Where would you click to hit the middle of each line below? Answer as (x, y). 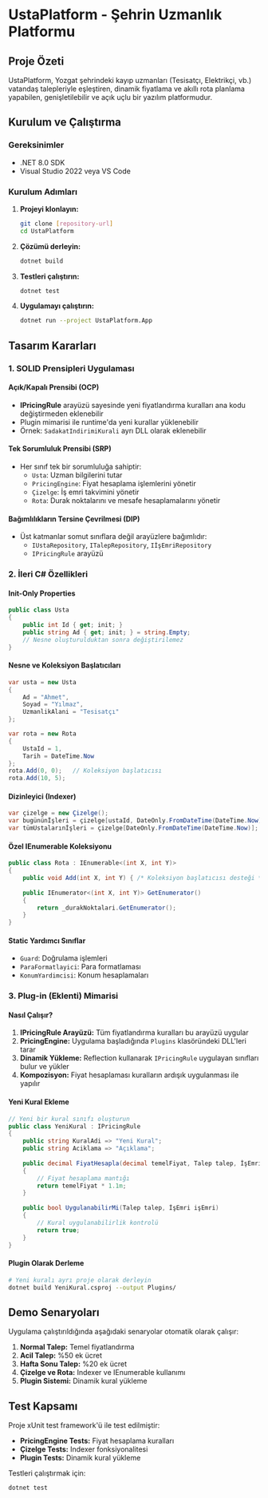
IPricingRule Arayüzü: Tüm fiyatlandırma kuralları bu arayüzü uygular (134, 1032)
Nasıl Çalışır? (31, 1015)
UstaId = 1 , (42, 748)
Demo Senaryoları (54, 1312)
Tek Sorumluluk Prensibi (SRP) (60, 449)
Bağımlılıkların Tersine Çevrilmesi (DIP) (74, 519)
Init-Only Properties (42, 593)
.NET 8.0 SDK (42, 162)
